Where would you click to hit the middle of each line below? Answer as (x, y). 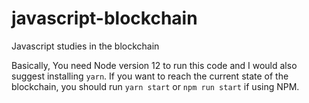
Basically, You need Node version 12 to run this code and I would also (154, 65)
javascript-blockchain (104, 18)
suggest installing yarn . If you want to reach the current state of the (150, 76)
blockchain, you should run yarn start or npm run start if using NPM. (155, 86)
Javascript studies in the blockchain (85, 46)
